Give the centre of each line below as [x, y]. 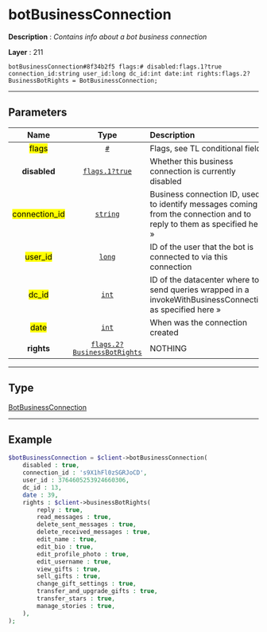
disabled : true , [51, 466]
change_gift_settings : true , [87, 584]
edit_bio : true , [65, 547]
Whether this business [192, 161]
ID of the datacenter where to [205, 279]
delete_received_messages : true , [94, 532]
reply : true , [60, 510]
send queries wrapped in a [199, 290]
